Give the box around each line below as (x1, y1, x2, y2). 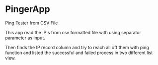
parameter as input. (5, 35, 46, 41)
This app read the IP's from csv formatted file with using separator (5, 29, 142, 35)
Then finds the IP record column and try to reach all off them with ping (5, 44, 149, 50)
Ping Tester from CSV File (5, 20, 58, 26)
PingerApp (5, 3, 51, 15)
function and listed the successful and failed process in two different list (5, 50, 153, 56)
